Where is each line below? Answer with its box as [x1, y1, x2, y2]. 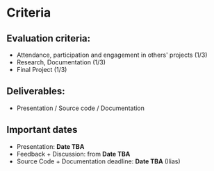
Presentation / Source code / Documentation [16, 104, 145, 112]
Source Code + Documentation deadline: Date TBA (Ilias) [16, 157, 181, 165]
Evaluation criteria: [6, 33, 91, 44]
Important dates [6, 124, 78, 136]
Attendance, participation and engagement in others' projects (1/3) [16, 51, 208, 59]
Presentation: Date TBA [16, 142, 85, 150]
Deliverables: [6, 85, 65, 98]
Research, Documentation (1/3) [16, 58, 106, 66]
